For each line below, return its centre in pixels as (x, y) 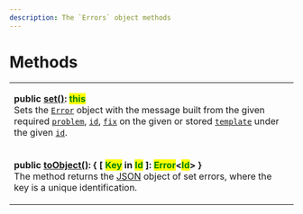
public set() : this (50, 98)
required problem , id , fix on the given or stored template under (147, 120)
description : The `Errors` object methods (90, 18)
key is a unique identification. (76, 187)
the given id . (41, 132)
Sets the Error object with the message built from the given (139, 110)
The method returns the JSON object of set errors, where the (143, 176)
